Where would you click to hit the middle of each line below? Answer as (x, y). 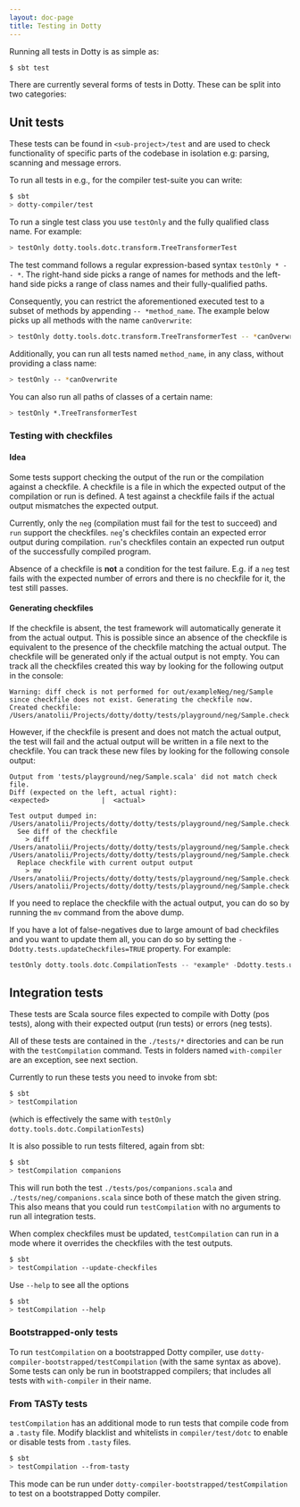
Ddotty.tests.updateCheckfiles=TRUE (77, 949)
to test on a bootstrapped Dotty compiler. (85, 1493)
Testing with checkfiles (61, 436)
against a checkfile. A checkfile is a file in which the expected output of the (147, 486)
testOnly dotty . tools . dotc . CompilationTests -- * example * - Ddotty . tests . (150, 965)
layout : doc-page (42, 17)
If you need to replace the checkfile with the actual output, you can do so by (150, 903)
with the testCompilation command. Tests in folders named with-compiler (146, 1050)
